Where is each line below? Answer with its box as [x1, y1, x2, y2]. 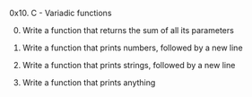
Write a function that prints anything [22, 77, 156, 88]
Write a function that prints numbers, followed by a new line [22, 42, 244, 53]
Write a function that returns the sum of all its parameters [22, 25, 235, 35]
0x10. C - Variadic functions [9, 8, 112, 18]
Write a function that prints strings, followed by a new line [22, 60, 236, 70]
